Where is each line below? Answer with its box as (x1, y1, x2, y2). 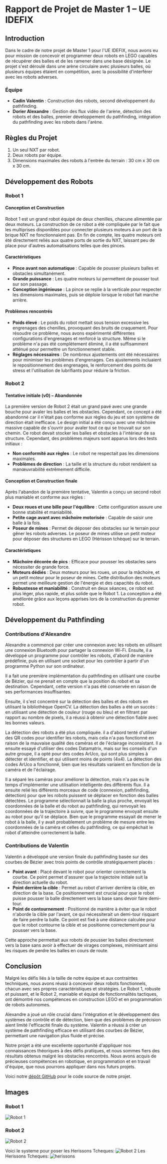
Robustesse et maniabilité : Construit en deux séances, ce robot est (12, 585, 154, 591)
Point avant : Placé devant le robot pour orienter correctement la (12, 869, 146, 875)
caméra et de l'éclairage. (5, 767, 56, 773)
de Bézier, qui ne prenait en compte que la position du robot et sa (5, 678, 140, 684)
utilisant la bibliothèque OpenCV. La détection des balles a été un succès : (5, 704, 157, 710)
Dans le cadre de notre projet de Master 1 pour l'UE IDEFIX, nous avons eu (5, 48, 158, 53)
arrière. (12, 297, 28, 303)
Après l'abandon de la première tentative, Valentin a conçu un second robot (5, 489, 161, 495)
